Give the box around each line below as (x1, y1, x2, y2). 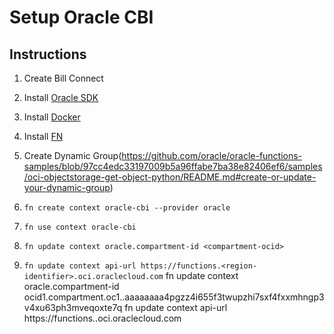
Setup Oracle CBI (9, 6, 154, 29)
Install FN (23, 131, 64, 142)
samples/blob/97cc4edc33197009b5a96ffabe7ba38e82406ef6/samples (23, 161, 323, 172)
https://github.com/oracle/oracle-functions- (121, 150, 303, 161)
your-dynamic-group (23, 182, 111, 193)
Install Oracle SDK (23, 92, 99, 103)
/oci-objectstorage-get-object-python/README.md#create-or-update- (23, 171, 317, 183)
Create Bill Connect (23, 72, 104, 84)
